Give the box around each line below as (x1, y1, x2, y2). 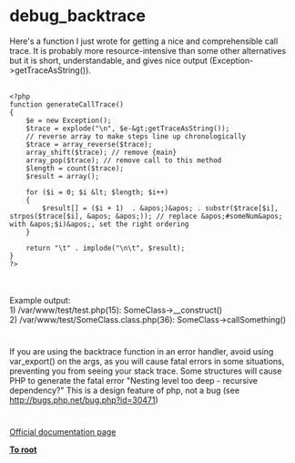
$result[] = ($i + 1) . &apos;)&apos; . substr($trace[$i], (42, 203, 280, 212)
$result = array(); (25, 171, 100, 180)
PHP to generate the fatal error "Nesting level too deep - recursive (9, 376, 258, 386)
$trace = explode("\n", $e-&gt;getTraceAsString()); (25, 124, 230, 133)
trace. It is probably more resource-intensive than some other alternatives (9, 45, 287, 56)
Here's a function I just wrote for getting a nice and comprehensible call (9, 36, 279, 46)
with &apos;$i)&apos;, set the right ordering (9, 220, 189, 229)
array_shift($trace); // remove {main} (25, 148, 178, 157)
